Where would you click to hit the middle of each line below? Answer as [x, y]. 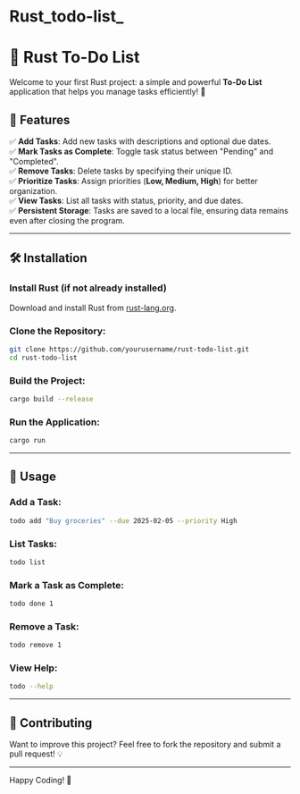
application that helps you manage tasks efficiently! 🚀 [108, 92]
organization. [33, 190]
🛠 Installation [48, 258]
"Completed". [34, 161]
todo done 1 [31, 604]
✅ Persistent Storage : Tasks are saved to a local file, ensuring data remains [149, 210]
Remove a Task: [44, 626]
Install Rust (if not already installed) [88, 288]
